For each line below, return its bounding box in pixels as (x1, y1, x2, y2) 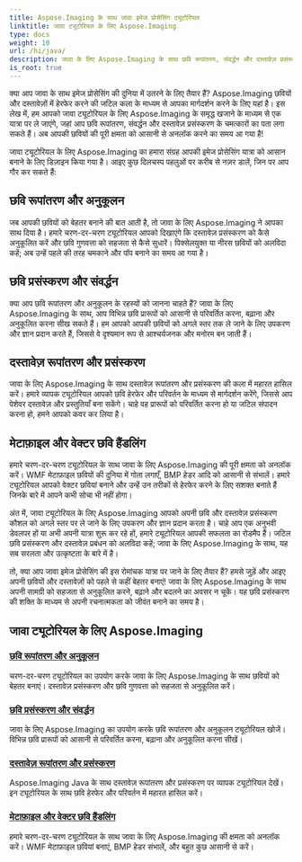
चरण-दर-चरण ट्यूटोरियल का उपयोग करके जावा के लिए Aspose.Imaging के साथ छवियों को (9, 671, 280, 681)
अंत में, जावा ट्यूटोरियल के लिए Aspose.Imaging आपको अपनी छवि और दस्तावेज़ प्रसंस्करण (9, 508, 278, 519)
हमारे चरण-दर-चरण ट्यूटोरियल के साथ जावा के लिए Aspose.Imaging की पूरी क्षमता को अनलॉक (9, 459, 291, 470)
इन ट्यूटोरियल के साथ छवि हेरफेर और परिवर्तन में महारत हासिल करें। (9, 787, 204, 798)
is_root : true (9, 64, 63, 73)
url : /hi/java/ (9, 47, 67, 56)
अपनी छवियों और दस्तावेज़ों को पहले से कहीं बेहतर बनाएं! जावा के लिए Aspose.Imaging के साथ (9, 576, 287, 587)
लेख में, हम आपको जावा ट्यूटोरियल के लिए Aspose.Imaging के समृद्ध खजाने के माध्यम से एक (9, 108, 281, 119)
